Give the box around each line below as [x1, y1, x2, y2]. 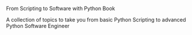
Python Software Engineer [6, 23, 70, 29]
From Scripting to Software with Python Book [6, 5, 116, 12]
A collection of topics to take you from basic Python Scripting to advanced [6, 16, 186, 23]
